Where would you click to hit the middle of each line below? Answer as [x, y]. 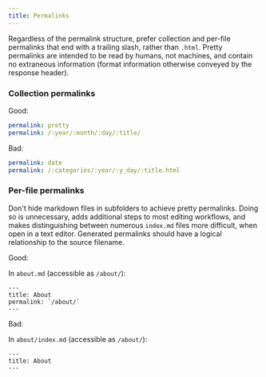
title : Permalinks [39, 16]
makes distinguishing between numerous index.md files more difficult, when [133, 225]
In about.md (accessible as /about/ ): [67, 273]
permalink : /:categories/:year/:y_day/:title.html [94, 170]
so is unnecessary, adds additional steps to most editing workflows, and [127, 216]
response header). [39, 72]
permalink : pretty [39, 125]
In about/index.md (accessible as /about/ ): [78, 339]
